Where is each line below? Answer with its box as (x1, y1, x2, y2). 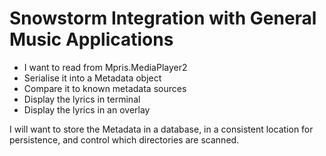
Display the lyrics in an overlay (23, 103, 151, 116)
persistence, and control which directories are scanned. (9, 133, 240, 146)
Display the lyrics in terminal (23, 93, 141, 105)
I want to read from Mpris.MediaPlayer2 (23, 61, 188, 73)
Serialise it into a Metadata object (23, 72, 162, 84)
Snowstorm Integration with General (9, 7, 317, 30)
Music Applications (9, 28, 174, 51)
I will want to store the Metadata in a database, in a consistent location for (9, 123, 314, 135)
